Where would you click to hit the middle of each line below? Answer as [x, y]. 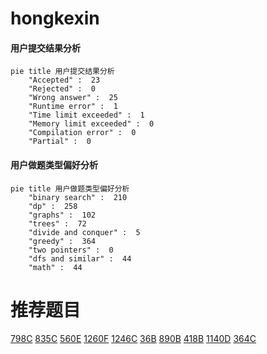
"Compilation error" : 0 [82, 133]
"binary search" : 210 [78, 197]
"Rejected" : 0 [62, 89]
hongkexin [55, 18]
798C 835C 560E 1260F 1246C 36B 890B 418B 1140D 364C [133, 338]
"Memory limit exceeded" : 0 [91, 124]
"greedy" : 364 [62, 241]
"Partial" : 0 [60, 142]
